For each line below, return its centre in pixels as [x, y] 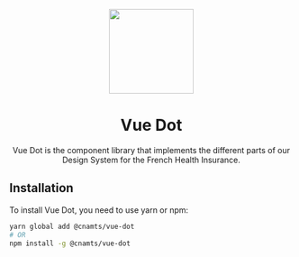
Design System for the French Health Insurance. [151, 160]
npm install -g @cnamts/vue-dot [70, 243]
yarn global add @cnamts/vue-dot [72, 226]
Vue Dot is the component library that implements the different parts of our [151, 150]
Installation [41, 188]
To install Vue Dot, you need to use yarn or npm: [99, 210]
